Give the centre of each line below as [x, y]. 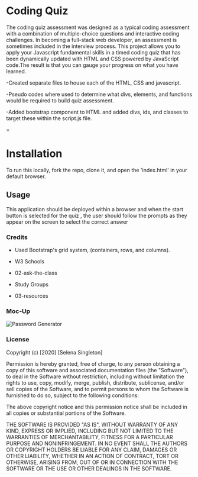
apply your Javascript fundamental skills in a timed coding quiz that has [93, 52]
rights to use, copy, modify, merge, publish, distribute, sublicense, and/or [95, 382]
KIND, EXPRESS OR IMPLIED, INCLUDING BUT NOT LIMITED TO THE [90, 431]
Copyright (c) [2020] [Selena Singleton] [54, 352]
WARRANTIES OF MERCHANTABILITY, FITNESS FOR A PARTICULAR [90, 437]
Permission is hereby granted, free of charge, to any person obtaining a [93, 364]
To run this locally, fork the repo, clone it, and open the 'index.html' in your [97, 170]
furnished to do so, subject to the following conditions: [72, 395]
